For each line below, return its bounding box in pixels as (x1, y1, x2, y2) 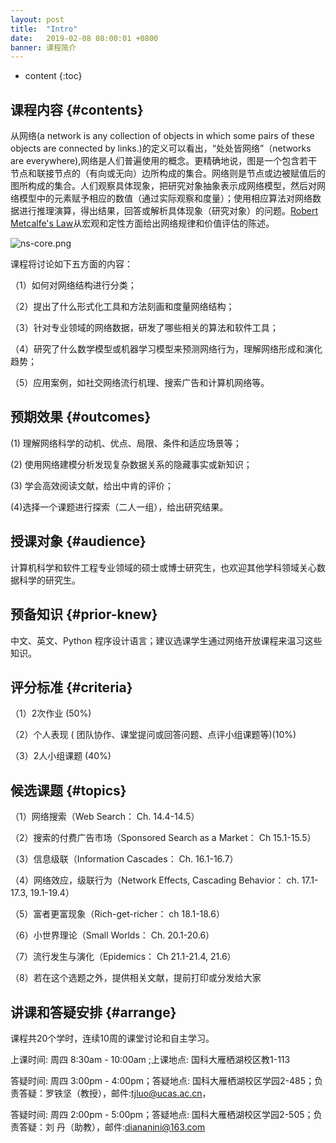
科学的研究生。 (18, 574, 81, 586)
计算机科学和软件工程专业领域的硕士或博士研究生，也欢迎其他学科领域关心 (10, 561, 317, 573)
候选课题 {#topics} (10, 782, 127, 799)
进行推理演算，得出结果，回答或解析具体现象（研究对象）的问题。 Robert (18, 205, 319, 217)
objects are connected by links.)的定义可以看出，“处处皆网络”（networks (10, 142, 312, 155)
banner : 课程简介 (10, 42, 77, 53)
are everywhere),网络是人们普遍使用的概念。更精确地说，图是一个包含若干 (10, 155, 318, 167)
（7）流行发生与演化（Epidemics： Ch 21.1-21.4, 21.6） (10, 951, 237, 963)
